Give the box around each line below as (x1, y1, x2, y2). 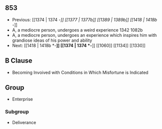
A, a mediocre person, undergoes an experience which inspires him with (12, 32, 157, 38)
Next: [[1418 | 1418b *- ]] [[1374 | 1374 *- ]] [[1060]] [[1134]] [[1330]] (12, 42, 146, 48)
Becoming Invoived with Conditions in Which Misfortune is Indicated (12, 69, 149, 75)
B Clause (5, 57, 32, 65)
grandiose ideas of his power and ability (12, 37, 92, 43)
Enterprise (12, 97, 33, 102)
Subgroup (5, 109, 29, 115)
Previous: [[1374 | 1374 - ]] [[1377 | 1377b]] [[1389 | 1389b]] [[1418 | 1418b (12, 16, 158, 22)
